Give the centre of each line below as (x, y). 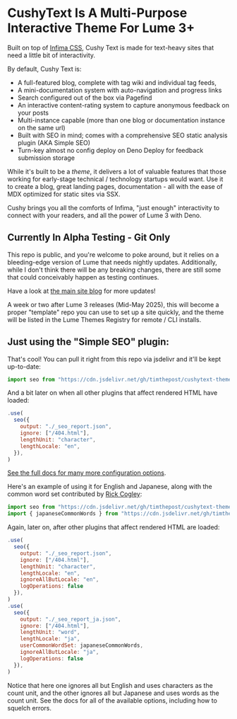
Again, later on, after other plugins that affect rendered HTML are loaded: (114, 527)
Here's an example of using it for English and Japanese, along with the (110, 487)
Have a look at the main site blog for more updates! (82, 291)
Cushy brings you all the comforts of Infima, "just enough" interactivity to (114, 207)
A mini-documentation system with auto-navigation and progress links (120, 90)
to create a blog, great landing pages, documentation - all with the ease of (115, 186)
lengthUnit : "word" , (50, 632)
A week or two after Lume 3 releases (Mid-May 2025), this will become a (113, 304)
